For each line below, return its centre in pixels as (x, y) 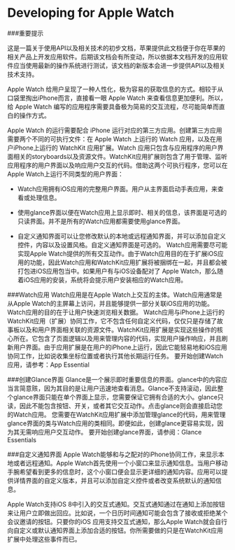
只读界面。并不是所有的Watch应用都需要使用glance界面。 (100, 221)
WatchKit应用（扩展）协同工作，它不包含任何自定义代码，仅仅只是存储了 (112, 320)
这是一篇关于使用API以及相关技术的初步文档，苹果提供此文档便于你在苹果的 (116, 48)
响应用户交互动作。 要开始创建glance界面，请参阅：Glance (116, 432)
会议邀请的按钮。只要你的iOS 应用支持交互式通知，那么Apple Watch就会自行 (117, 521)
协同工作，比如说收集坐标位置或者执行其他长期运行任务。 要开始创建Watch (115, 355)
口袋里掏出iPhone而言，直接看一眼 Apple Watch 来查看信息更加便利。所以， (117, 98)
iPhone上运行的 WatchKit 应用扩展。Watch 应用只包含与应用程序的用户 (115, 148)
